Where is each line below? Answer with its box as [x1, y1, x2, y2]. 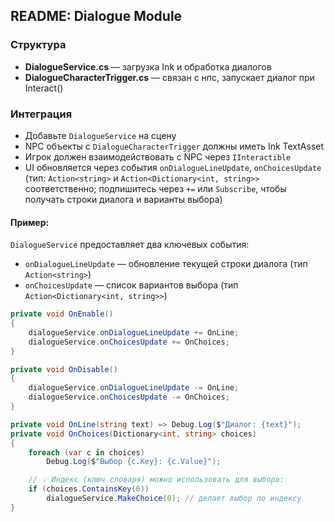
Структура [10, 38, 67, 52]
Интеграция [10, 107, 73, 121]
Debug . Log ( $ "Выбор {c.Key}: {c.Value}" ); [46, 457, 222, 467]
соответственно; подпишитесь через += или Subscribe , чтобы [24, 182, 287, 194]
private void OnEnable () [10, 309, 114, 319]
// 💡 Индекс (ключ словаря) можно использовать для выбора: [28, 475, 285, 485]
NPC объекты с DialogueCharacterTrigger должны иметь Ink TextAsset [24, 140, 325, 152]
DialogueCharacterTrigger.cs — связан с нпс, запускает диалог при [24, 71, 315, 83]
